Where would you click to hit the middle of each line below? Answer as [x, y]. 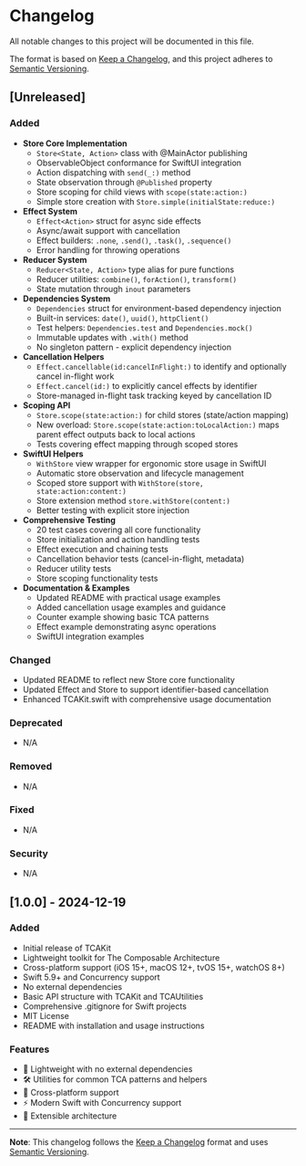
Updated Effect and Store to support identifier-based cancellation [146, 689]
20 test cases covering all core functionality [118, 530]
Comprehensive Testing [69, 520]
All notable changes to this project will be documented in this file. [132, 41]
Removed [31, 766]
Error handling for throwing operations [108, 250]
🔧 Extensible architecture [70, 1116]
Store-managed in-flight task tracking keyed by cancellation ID [154, 395]
